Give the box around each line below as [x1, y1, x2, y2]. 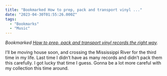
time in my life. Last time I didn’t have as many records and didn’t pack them [5, 54, 162, 60]
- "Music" [10, 26, 30, 31]
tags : [5, 16, 17, 21]
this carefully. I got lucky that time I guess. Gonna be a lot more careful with [5, 60, 161, 66]
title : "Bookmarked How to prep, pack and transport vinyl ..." [5, 7, 142, 12]
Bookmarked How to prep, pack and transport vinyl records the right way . [5, 39, 158, 45]
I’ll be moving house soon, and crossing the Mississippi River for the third [5, 49, 156, 55]
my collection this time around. [5, 65, 69, 71]
